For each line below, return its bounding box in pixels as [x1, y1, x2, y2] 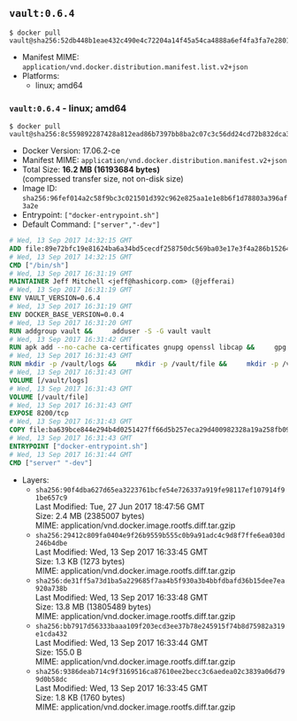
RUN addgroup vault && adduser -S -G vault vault [9, 327, 212, 336]
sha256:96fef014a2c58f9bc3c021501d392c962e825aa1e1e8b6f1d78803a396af [21, 194, 288, 203]
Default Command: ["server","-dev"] [21, 219, 161, 229]
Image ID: [21, 183, 57, 194]
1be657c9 [34, 493, 68, 502]
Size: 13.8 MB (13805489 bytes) [34, 601, 152, 612]
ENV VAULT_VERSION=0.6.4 [9, 294, 101, 303]
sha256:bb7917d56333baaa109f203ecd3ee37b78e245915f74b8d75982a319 [34, 622, 286, 631]
